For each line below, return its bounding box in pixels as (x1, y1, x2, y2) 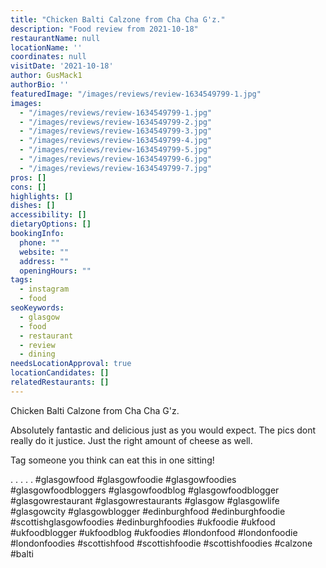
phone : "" (19, 237, 60, 248)
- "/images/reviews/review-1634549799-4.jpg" (19, 136, 213, 146)
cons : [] (10, 182, 47, 192)
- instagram (19, 284, 70, 295)
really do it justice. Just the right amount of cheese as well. (10, 434, 253, 446)
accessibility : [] (10, 210, 87, 220)
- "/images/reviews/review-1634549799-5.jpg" (19, 145, 213, 155)
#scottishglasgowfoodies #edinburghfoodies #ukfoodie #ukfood (10, 516, 276, 528)
